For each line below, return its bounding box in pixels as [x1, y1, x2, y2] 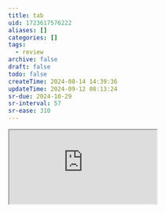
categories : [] [8, 33, 58, 42]
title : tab [8, 11, 44, 20]
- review [15, 48, 44, 56]
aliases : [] [8, 26, 47, 34]
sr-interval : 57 [8, 99, 61, 107]
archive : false [8, 56, 58, 64]
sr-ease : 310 [8, 107, 51, 115]
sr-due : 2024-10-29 [8, 92, 72, 100]
